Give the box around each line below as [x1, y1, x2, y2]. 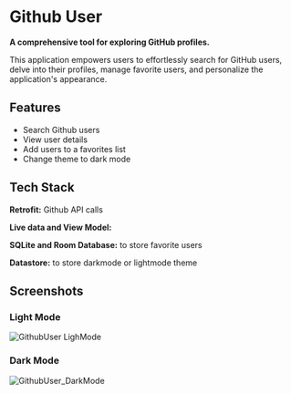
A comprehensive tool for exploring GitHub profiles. [9, 36, 210, 47]
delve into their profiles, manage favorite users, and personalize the [9, 64, 264, 75]
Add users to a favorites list [22, 143, 126, 154]
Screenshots [9, 283, 84, 298]
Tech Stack [9, 180, 75, 195]
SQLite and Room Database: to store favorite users [9, 239, 203, 250]
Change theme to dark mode [22, 153, 131, 164]
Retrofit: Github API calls [9, 203, 103, 215]
